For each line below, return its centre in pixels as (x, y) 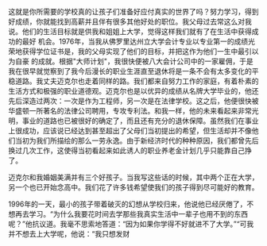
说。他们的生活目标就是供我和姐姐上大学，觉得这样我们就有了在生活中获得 (130, 31)
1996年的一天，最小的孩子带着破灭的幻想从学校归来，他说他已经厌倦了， (128, 204)
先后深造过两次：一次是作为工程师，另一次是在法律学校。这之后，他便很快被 (133, 101)
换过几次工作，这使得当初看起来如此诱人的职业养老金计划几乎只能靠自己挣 (130, 150)
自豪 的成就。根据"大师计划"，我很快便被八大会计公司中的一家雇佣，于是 (134, 61)
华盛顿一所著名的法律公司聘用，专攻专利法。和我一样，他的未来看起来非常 (130, 111)
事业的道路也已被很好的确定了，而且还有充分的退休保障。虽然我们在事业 (140, 121)
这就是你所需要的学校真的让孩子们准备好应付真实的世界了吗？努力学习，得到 (133, 12)
